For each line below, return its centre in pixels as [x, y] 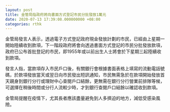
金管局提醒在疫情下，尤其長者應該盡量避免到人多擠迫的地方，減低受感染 [80, 98]
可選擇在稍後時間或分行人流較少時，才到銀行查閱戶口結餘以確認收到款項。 [83, 88]
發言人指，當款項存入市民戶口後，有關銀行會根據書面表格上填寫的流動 [78, 69]
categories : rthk [24, 24]
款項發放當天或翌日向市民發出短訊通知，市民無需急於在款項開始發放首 [92, 75]
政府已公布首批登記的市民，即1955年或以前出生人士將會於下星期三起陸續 [81, 51]
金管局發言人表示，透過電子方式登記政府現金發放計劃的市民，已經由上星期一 [85, 39]
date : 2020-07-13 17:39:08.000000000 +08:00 [53, 19]
